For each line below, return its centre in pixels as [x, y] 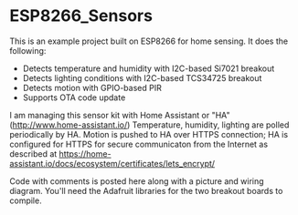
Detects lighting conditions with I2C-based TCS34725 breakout [142, 77]
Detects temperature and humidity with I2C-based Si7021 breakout [149, 68]
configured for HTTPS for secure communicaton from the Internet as [138, 144]
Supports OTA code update [74, 97]
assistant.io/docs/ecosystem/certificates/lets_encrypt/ [112, 163]
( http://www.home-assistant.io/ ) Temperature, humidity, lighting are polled [149, 125]
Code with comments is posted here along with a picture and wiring [137, 181]
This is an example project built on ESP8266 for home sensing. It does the [149, 41]
